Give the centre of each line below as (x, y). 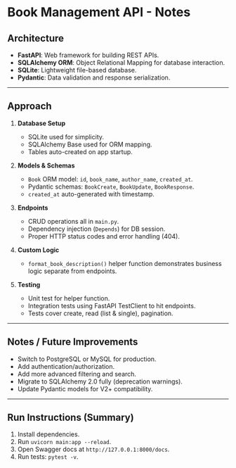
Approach (29, 106)
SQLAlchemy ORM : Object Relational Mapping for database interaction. (121, 63)
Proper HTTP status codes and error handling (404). (104, 236)
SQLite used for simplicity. (66, 137)
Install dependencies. (48, 434)
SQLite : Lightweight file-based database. (77, 70)
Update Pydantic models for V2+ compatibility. (85, 388)
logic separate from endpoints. (72, 271)
